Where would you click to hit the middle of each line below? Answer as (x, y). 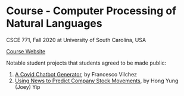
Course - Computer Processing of (91, 11)
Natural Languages (54, 23)
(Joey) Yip (27, 87)
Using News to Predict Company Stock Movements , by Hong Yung (96, 81)
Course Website (26, 51)
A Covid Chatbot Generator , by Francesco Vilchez (76, 74)
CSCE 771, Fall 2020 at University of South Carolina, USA (76, 40)
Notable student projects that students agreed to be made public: (86, 63)
